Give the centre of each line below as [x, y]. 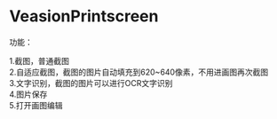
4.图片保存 [28, 94]
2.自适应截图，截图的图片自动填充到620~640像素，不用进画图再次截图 [139, 72]
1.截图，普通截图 [39, 60]
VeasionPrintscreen [84, 16]
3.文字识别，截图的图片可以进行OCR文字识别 [91, 83]
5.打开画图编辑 [36, 105]
